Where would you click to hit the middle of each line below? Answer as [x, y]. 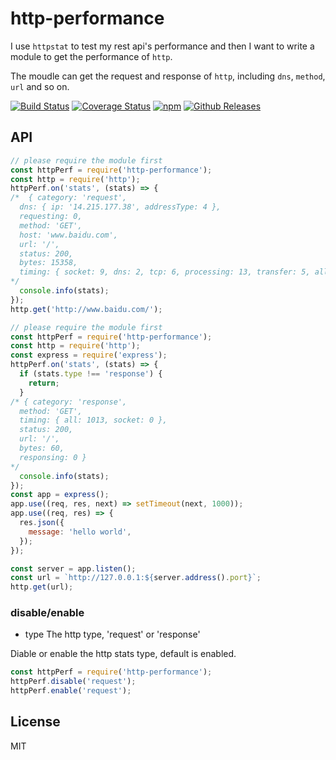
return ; [44, 383]
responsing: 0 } [53, 457]
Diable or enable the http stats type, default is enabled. [123, 654]
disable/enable [47, 613]
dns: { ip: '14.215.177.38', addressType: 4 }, [120, 207]
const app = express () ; [60, 495]
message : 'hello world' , [80, 532]
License [35, 722]
